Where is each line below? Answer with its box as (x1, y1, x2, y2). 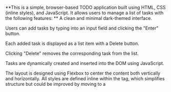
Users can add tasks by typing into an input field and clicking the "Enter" (5, 25, 159, 31)
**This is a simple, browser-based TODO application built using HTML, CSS (5, 5, 166, 10)
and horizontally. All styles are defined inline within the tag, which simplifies (5, 76, 165, 81)
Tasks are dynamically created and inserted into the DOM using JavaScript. (5, 60, 164, 66)
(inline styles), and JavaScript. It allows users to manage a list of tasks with (5, 10, 164, 16)
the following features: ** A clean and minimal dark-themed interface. (5, 15, 152, 21)
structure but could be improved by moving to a (5, 81, 106, 87)
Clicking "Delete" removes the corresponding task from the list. (5, 51, 139, 56)
